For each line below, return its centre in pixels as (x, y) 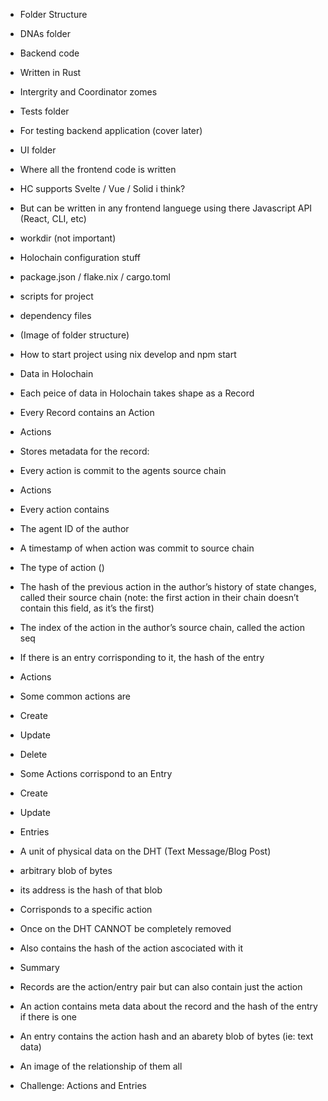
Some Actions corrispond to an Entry (96, 773)
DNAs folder (45, 33)
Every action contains (64, 509)
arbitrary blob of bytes (66, 870)
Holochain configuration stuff (80, 257)
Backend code (49, 53)
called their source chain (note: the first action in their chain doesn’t (159, 597)
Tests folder (44, 111)
